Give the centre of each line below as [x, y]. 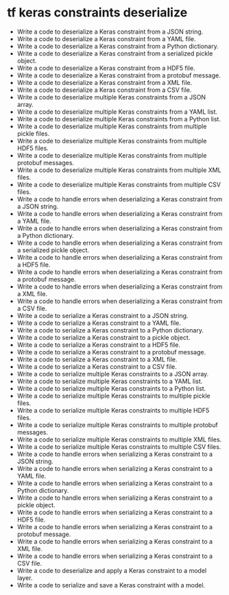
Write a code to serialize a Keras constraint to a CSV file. [97, 366]
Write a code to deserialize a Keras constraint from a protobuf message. [119, 75]
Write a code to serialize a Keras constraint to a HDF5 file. [98, 345]
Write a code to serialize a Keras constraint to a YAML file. [99, 323]
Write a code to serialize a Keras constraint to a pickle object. [104, 337]
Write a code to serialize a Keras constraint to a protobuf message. [111, 352]
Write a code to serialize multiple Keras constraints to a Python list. [111, 388]
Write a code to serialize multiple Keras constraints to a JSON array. [113, 374]
